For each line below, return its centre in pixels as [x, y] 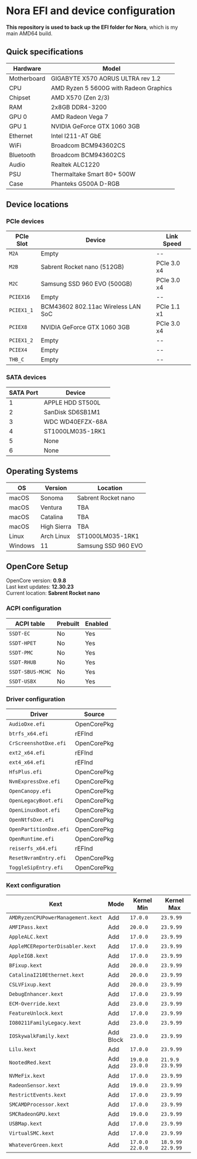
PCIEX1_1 [21, 310]
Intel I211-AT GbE [76, 135]
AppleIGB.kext [29, 956]
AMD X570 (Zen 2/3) [80, 97]
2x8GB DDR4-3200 [79, 107]
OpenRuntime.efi [32, 839]
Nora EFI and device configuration [91, 11]
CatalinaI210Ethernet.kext [47, 975]
